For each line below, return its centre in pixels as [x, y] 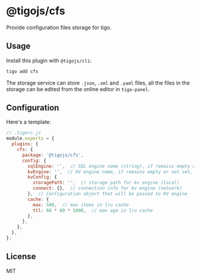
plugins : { [25, 144]
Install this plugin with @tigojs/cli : [49, 60]
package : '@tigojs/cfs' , [53, 155]
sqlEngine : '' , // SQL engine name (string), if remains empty [109, 166]
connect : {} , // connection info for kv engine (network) [107, 189]
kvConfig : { [43, 177]
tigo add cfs [22, 71]
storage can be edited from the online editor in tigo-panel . [78, 89]
